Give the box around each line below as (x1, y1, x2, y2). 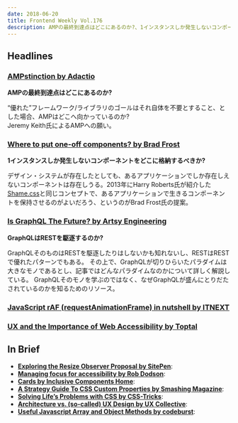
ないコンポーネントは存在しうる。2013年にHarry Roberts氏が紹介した (7, 181, 212, 189)
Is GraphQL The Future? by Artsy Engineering (7, 216, 167, 226)
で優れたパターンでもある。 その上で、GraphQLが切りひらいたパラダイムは (7, 257, 227, 266)
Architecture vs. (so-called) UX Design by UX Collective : (17, 400, 188, 409)
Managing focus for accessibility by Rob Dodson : (17, 370, 166, 378)
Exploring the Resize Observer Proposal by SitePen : (17, 362, 174, 370)
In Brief (7, 343, 40, 355)
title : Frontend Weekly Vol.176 (7, 17, 103, 24)
